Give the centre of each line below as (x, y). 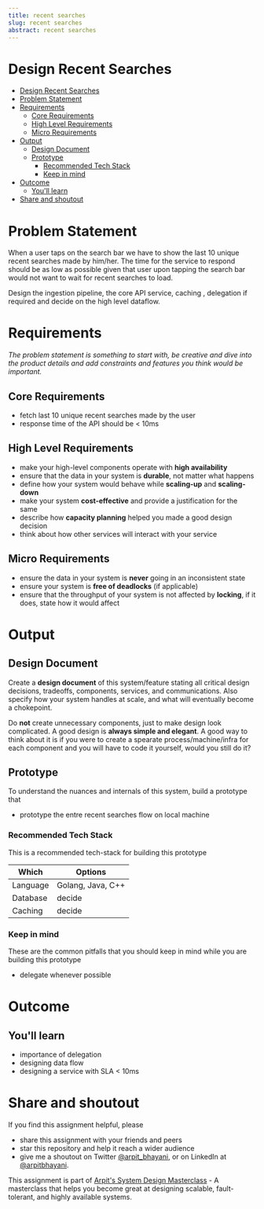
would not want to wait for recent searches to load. (91, 278)
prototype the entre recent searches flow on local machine (114, 815)
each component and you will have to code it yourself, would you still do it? (130, 748)
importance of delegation (60, 1055)
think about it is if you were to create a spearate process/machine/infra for (128, 739)
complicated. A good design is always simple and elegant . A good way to (128, 731)
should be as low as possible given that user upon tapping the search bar (127, 270)
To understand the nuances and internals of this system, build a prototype (128, 792)
